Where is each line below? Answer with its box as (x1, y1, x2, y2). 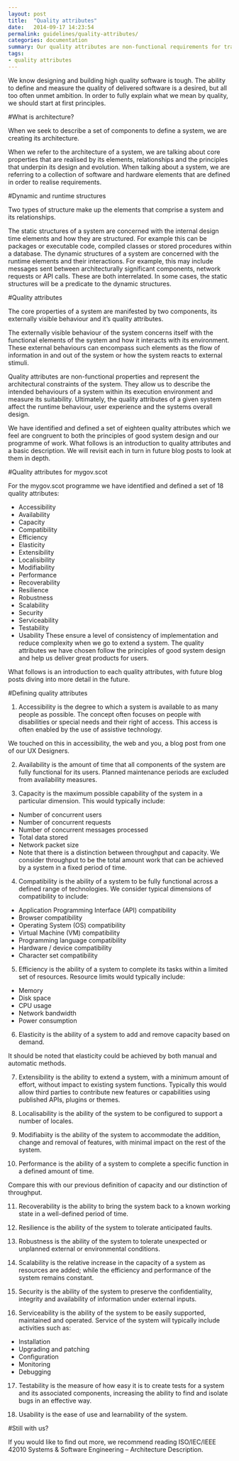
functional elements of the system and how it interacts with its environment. (8, 335, 230, 344)
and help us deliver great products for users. (18, 653, 149, 662)
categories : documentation (8, 37, 88, 44)
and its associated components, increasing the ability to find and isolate (18, 1389, 228, 1397)
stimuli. (8, 358, 29, 366)
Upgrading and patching (18, 1345, 90, 1353)
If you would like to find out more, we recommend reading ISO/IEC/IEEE (8, 1438, 216, 1446)
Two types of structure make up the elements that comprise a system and (8, 205, 224, 214)
